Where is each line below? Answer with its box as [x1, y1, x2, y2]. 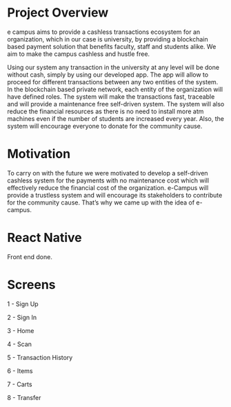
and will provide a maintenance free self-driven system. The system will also [7, 100, 225, 108]
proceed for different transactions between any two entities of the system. [7, 77, 219, 86]
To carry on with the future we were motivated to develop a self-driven [7, 169, 208, 177]
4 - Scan [7, 340, 32, 348]
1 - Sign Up [7, 299, 39, 308]
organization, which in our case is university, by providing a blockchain [7, 35, 208, 43]
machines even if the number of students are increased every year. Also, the [7, 114, 224, 122]
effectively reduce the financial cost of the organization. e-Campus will [7, 183, 209, 191]
